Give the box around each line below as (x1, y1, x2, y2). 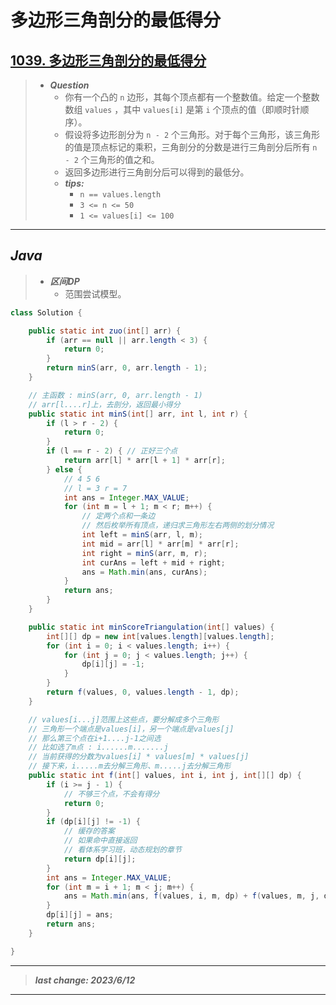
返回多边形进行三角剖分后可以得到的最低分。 (64, 166, 250, 178)
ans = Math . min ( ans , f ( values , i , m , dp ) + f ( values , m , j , (63, 891, 320, 901)
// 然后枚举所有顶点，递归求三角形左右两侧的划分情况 (81, 521, 275, 531)
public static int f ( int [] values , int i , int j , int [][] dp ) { (28, 771, 302, 781)
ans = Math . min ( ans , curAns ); (81, 567, 208, 577)
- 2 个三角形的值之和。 (64, 154, 160, 165)
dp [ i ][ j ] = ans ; (46, 910, 114, 920)
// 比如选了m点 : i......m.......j (28, 742, 169, 753)
